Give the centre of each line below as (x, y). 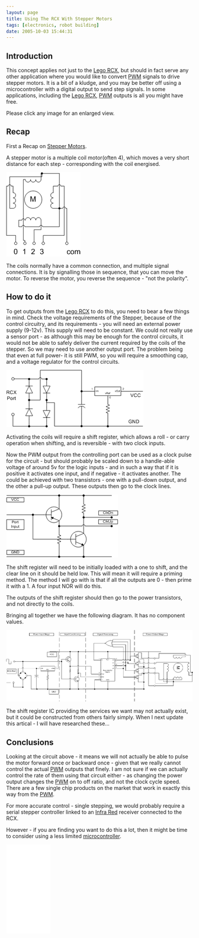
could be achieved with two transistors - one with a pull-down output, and (96, 479)
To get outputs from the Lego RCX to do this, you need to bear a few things (98, 311)
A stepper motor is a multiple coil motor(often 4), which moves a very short (98, 158)
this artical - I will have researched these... (58, 723)
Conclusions (30, 742)
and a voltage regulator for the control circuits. (63, 361)
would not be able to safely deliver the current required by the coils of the (96, 342)
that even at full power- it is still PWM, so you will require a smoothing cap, (97, 355)
